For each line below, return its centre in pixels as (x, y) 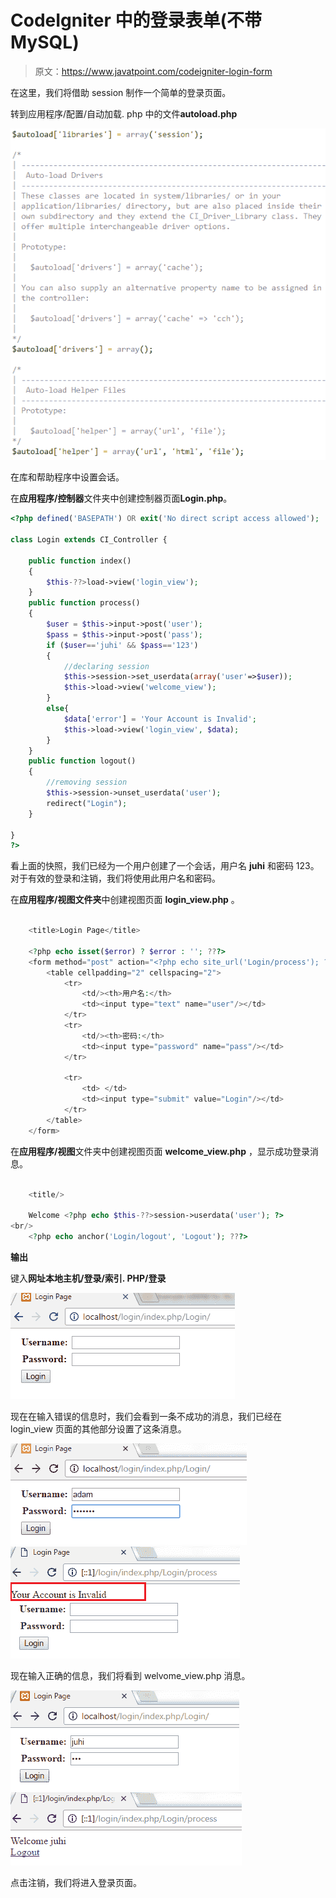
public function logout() (82, 761)
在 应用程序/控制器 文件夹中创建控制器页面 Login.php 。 (121, 498)
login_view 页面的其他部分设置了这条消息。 (98, 1428)
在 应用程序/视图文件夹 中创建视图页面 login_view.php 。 (125, 900)
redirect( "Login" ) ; (87, 803)
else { (58, 709)
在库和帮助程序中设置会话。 (67, 477)
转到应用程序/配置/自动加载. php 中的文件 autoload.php (124, 113)
